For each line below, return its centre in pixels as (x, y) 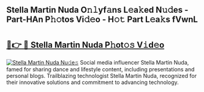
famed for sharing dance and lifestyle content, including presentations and (100, 69)
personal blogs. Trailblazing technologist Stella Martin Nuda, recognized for (102, 76)
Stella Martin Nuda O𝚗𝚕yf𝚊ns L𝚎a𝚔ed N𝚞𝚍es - (97, 10)
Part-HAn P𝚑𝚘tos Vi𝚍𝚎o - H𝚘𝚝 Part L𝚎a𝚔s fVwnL (102, 20)
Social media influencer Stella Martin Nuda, (134, 62)
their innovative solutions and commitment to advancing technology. (93, 82)
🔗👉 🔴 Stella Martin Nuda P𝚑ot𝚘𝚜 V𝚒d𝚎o (85, 45)
